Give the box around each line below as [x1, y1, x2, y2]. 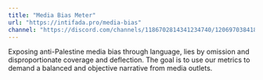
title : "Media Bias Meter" [8, 11, 96, 19]
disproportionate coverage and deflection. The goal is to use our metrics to [8, 55, 250, 64]
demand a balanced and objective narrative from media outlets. [8, 64, 213, 73]
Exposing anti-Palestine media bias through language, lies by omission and [8, 47, 250, 57]
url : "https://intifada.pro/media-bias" [8, 19, 142, 26]
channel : [8, 26, 37, 33]
